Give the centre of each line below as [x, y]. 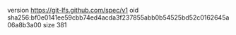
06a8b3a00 [24, 25]
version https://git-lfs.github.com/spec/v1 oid [73, 10]
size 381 [55, 25]
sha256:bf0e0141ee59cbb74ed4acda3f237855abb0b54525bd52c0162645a [118, 17]
